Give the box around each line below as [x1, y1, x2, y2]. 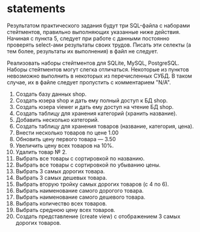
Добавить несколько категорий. [15, 116, 99, 123]
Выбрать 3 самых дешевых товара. [15, 174, 108, 181]
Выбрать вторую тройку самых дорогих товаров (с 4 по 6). [15, 181, 169, 188]
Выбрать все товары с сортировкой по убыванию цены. [15, 161, 161, 168]
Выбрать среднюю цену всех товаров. [15, 206, 115, 213]
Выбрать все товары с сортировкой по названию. [15, 154, 145, 162]
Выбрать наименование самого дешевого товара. [15, 193, 146, 201]
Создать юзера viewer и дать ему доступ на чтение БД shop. [15, 103, 174, 110]
